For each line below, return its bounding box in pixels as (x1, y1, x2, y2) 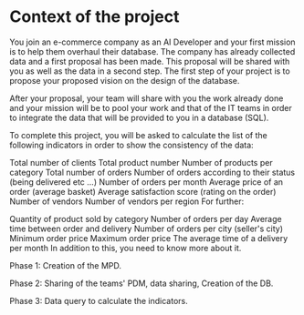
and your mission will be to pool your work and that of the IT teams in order (9, 102, 292, 113)
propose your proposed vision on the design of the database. (9, 75, 240, 86)
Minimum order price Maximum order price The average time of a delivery (9, 232, 288, 243)
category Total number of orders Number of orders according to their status (9, 167, 295, 178)
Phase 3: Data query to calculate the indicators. (9, 295, 189, 306)
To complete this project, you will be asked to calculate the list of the (9, 129, 267, 140)
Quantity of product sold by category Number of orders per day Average (9, 213, 282, 224)
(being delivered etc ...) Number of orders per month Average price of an (9, 176, 284, 188)
